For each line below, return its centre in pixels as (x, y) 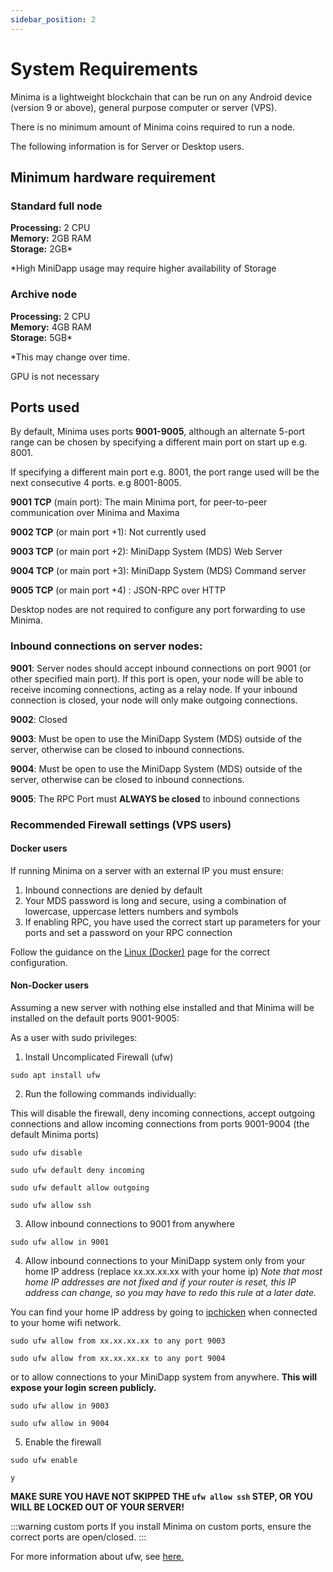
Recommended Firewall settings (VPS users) (121, 824)
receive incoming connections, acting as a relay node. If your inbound (154, 689)
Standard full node (56, 206)
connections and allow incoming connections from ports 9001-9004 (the (160, 1123)
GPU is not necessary (55, 376)
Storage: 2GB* (41, 249)
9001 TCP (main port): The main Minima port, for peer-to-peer (139, 502)
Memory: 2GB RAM (51, 238)
